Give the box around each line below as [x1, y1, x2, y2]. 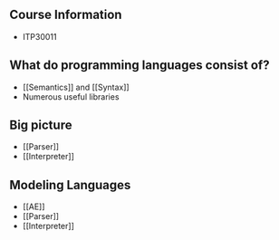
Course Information [9, 7, 122, 23]
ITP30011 [22, 31, 57, 42]
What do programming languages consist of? [9, 58, 270, 73]
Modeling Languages [9, 177, 131, 193]
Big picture [9, 118, 72, 133]
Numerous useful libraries [22, 91, 120, 102]
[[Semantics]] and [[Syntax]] [22, 82, 130, 92]
